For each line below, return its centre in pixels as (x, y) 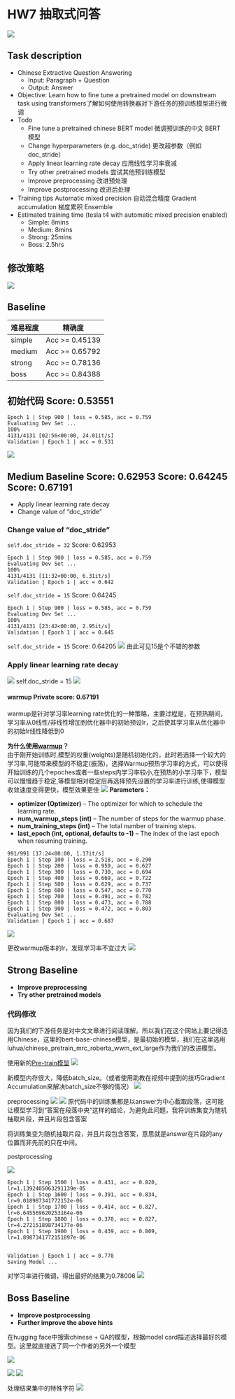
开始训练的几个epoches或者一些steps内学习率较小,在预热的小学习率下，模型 (117, 772)
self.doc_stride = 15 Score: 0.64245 (62, 595)
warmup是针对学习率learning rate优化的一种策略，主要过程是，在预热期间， (117, 713)
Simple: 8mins (48, 222)
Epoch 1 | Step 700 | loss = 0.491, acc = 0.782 (79, 896)
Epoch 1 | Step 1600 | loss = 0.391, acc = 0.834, (83, 1194)
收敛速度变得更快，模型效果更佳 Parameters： (79, 789)
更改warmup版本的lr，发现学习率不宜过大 (67, 948)
